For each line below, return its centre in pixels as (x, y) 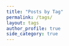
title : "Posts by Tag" (35, 12)
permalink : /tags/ (29, 17)
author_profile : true (34, 28)
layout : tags (23, 23)
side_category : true (32, 34)
